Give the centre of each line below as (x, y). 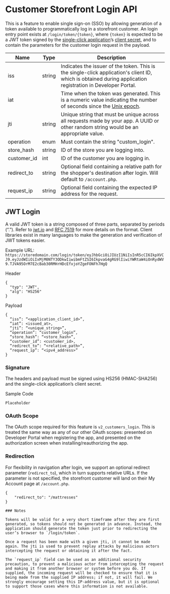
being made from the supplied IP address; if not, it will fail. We (79, 577)
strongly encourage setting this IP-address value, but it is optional (82, 582)
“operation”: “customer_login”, (44, 332)
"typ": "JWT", (25, 287)
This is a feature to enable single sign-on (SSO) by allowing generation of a (83, 23)
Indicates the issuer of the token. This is (108, 66)
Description (112, 57)
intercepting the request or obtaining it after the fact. (69, 551)
